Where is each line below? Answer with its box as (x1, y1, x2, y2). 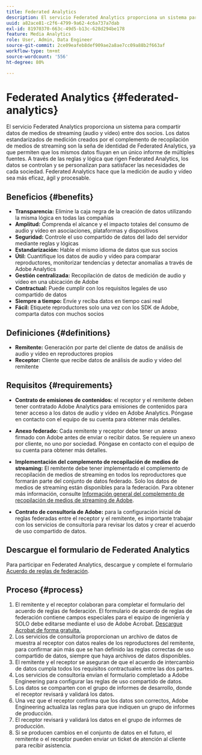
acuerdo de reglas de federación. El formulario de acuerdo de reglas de (14, 607, 192, 615)
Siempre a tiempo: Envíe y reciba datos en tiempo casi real (14, 298, 162, 305)
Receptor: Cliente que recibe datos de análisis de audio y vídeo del (14, 357, 182, 364)
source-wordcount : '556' (6, 54, 69, 60)
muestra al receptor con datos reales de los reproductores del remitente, (14, 639, 195, 647)
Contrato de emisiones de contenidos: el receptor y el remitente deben (14, 396, 194, 404)
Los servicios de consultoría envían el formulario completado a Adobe (14, 671, 189, 678)
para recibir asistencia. (14, 742, 72, 749)
